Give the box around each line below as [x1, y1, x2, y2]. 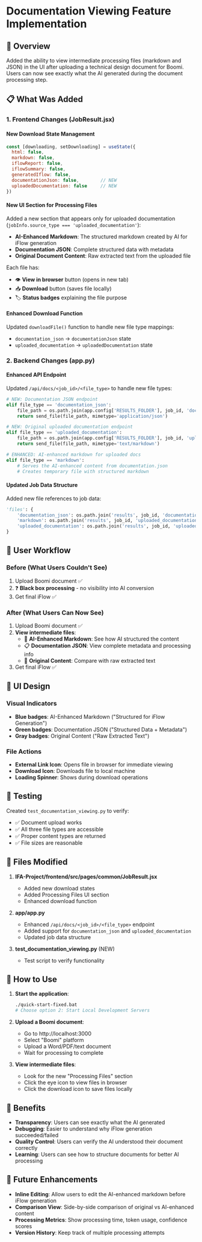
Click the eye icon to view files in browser [23, 1079, 127, 1086]
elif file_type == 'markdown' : [6, 457, 85, 463]
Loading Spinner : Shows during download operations [14, 774, 148, 781]
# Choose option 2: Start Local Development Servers [14, 1007, 150, 1014]
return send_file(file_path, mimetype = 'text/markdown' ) [17, 441, 161, 447]
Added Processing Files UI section [23, 891, 109, 898]
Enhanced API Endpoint [6, 371, 67, 379]
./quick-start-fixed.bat [14, 1002, 78, 1008]
